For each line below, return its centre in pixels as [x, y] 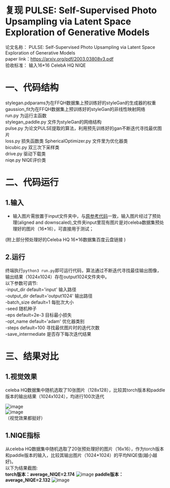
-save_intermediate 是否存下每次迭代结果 [48, 334]
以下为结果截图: [22, 468]
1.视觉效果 [21, 377]
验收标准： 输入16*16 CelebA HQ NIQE [46, 65]
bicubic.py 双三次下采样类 [32, 147]
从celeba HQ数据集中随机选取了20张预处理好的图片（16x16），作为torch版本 [85, 449]
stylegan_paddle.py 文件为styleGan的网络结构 [54, 122]
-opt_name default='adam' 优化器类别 [45, 321]
